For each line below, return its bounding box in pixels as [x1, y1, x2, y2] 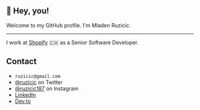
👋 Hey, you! [6, 6, 49, 16]
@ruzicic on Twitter [14, 78, 63, 86]
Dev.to [14, 98, 31, 105]
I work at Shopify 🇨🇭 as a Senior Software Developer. [6, 39, 139, 46]
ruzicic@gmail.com [14, 73, 61, 79]
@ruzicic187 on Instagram [14, 84, 79, 92]
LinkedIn [14, 91, 36, 98]
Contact [6, 56, 37, 67]
